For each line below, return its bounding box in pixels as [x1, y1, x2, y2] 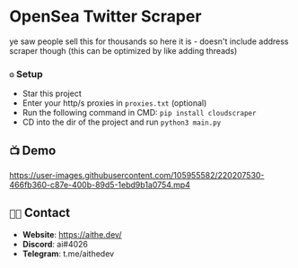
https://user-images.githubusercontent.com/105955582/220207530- [9, 170, 265, 181]
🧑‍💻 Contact [9, 205, 70, 220]
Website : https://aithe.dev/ [22, 229, 123, 239]
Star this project [22, 88, 83, 99]
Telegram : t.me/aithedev [22, 248, 115, 259]
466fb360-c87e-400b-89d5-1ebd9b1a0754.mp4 [9, 179, 191, 190]
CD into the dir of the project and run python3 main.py [22, 117, 222, 127]
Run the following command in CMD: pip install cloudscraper [22, 108, 257, 118]
